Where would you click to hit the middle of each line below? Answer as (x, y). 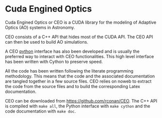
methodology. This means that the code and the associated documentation (80, 76)
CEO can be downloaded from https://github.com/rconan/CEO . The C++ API (81, 101)
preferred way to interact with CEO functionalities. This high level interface (80, 56)
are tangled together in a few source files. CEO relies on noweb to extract (78, 81)
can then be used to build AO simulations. (47, 42)
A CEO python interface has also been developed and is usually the (72, 51)
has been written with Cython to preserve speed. (54, 61)
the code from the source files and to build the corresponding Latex (73, 86)
